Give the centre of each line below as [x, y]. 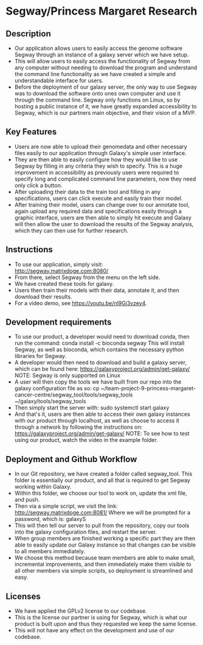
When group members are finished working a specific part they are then [105, 539]
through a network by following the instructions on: [78, 427]
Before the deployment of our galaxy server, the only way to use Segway [106, 87]
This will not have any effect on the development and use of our [94, 630]
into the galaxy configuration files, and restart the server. [86, 532]
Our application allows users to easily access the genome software [98, 48]
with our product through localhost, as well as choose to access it [97, 421]
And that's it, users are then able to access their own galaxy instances [102, 414]
